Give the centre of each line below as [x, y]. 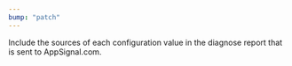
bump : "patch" [35, 17]
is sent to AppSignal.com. [55, 51]
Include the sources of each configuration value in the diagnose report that [146, 42]
